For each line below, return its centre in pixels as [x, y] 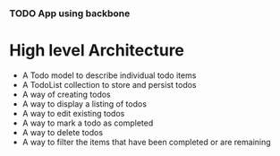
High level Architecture [97, 51]
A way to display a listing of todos [85, 104]
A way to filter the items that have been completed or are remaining [146, 142]
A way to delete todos [63, 132]
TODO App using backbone [70, 13]
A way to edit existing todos [73, 113]
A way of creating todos [66, 94]
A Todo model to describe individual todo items [109, 75]
